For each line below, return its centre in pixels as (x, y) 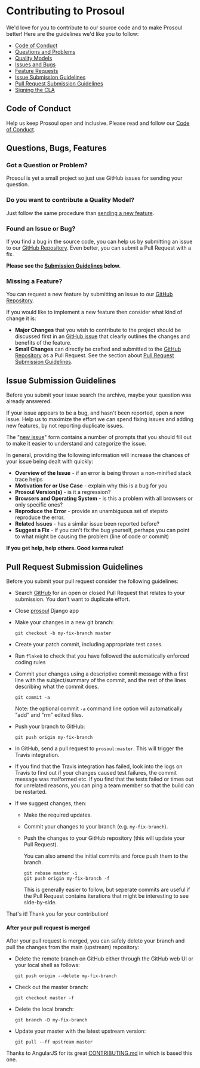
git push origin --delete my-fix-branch (66, 976)
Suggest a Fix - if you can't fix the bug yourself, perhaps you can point (102, 530)
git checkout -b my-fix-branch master (63, 633)
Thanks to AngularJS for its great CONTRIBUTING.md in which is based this (99, 1053)
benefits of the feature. (43, 343)
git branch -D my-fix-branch (51, 1020)
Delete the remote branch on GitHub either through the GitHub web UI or (104, 959)
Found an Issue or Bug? (41, 228)
